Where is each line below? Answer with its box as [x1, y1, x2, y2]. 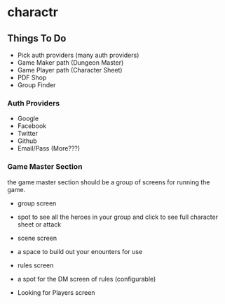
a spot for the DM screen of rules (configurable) [17, 274, 156, 283]
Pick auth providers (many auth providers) [17, 51, 139, 59]
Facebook [17, 122, 47, 130]
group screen [17, 198, 57, 208]
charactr [7, 4, 58, 20]
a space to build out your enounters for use [17, 247, 143, 255]
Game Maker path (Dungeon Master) [17, 58, 124, 67]
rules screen [17, 261, 54, 270]
